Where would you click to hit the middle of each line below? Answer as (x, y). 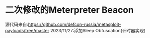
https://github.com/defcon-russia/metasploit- (75, 24)
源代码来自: (17, 24)
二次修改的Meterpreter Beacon (70, 10)
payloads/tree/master (27, 30)
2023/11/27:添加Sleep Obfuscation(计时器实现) (98, 30)
